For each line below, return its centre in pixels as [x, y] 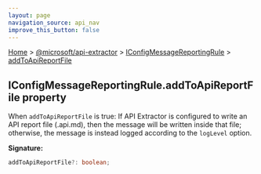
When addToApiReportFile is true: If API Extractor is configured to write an [128, 116]
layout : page [29, 15]
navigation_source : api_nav [54, 23]
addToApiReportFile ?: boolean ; [59, 163]
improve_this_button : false [54, 30]
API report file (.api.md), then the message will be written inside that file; [125, 125]
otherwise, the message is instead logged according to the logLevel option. [130, 133]
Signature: [25, 148]
